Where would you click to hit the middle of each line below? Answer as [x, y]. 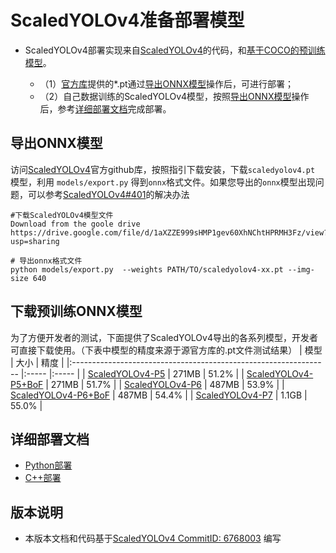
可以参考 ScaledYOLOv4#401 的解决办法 [108, 194]
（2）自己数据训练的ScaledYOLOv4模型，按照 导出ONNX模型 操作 [174, 96]
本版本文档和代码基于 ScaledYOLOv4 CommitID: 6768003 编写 [153, 538]
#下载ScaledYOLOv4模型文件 [62, 215]
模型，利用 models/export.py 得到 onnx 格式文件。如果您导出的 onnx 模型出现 [163, 182]
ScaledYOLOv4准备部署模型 [127, 20]
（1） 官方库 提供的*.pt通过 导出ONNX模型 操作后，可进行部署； [166, 83]
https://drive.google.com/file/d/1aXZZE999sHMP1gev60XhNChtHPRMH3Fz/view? [169, 232]
